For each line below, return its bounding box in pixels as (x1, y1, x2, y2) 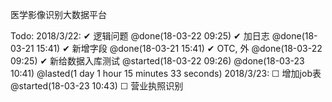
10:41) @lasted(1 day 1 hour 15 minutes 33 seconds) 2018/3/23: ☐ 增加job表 (10, 68, 322, 79)
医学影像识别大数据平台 (10, 9, 107, 20)
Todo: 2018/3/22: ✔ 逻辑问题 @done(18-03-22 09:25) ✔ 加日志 (10, 30, 270, 42)
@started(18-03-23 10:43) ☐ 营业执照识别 (10, 80, 184, 92)
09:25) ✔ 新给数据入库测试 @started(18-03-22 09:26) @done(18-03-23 (10, 55, 305, 67)
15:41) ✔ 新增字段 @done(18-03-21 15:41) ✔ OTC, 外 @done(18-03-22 (36, 43, 323, 54)
